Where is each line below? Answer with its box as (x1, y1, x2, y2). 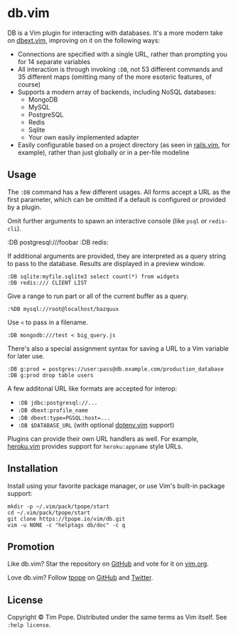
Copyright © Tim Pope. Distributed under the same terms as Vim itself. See (7, 613, 227, 622)
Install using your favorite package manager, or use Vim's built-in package (7, 482, 225, 490)
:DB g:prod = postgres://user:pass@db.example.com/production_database (7, 365, 224, 373)
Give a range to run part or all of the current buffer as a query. (7, 292, 189, 300)
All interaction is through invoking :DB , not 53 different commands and (17, 65, 223, 73)
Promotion (7, 541, 55, 553)
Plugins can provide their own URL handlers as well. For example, (7, 434, 199, 442)
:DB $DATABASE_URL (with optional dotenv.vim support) (17, 420, 175, 429)
